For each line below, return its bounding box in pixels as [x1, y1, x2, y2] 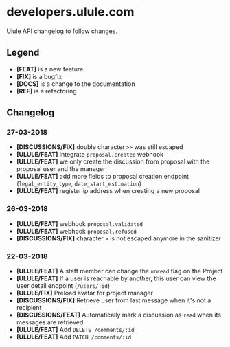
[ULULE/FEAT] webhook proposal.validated [16, 219, 143, 227]
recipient [16, 304, 42, 312]
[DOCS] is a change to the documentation [16, 80, 135, 88]
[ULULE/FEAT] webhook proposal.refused [16, 227, 137, 235]
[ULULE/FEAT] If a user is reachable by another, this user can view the [16, 274, 217, 282]
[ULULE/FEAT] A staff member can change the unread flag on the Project [16, 267, 223, 276]
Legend [6, 47, 40, 58]
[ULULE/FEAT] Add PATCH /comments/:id [16, 333, 132, 341]
